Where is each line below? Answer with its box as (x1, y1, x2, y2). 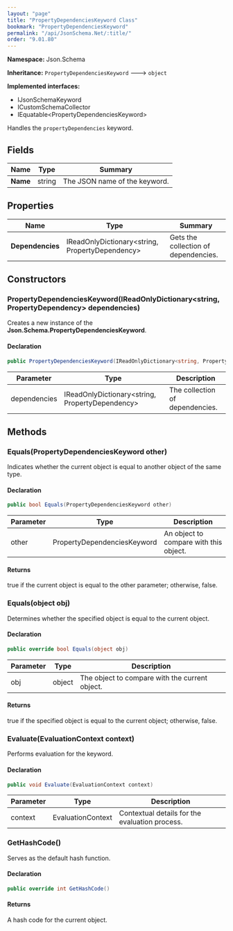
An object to (164, 529, 204, 539)
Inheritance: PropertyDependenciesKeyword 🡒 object (7, 69, 168, 77)
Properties (7, 200, 54, 212)
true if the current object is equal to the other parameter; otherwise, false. (7, 581, 218, 589)
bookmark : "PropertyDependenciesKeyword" (7, 23, 129, 30)
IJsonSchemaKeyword (17, 95, 82, 104)
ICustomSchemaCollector (17, 103, 91, 111)
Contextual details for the (119, 809, 201, 818)
